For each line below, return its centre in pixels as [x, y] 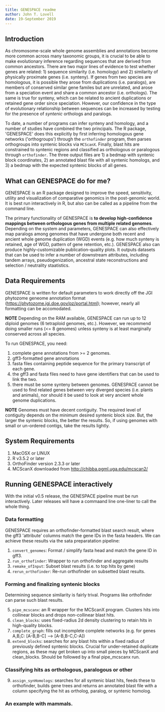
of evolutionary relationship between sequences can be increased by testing [83, 109]
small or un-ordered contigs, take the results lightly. [57, 425]
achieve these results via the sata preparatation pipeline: [63, 541]
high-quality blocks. [33, 626]
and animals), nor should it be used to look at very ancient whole [78, 395]
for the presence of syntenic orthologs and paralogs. [59, 114]
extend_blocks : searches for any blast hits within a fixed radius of [78, 641]
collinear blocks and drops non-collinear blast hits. [64, 615]
